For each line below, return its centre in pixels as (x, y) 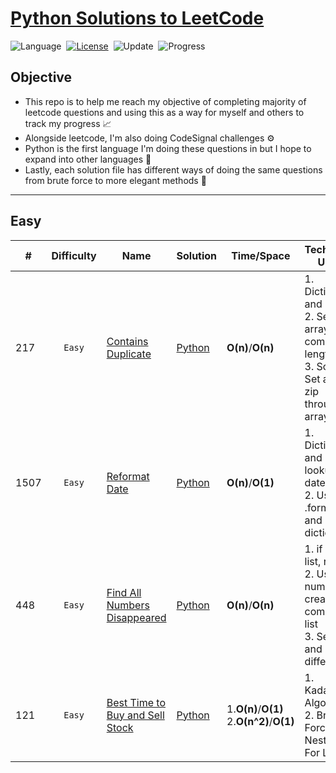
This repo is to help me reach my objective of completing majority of (165, 101)
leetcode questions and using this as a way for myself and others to (164, 112)
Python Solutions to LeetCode (137, 18)
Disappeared (136, 617)
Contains (127, 341)
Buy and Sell (135, 715)
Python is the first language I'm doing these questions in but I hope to (168, 148)
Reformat (128, 476)
